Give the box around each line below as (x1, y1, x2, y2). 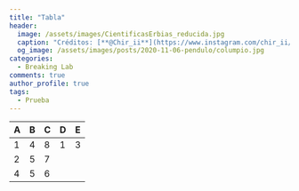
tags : (9, 87, 29, 96)
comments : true (9, 71, 66, 80)
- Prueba (17, 95, 50, 105)
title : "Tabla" (9, 12, 66, 22)
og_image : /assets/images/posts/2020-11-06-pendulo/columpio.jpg (17, 46, 265, 55)
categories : (9, 54, 53, 63)
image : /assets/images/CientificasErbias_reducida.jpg (17, 29, 225, 38)
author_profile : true (9, 79, 90, 88)
